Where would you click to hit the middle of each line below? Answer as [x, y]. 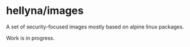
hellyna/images [45, 11]
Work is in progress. [30, 38]
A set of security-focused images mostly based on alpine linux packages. [95, 27]
